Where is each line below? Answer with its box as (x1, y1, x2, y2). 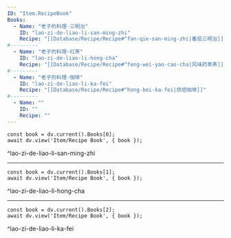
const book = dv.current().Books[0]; (7, 131, 115, 138)
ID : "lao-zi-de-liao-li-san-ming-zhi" (19, 29, 131, 36)
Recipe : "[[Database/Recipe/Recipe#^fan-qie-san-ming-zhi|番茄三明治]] (19, 36, 224, 43)
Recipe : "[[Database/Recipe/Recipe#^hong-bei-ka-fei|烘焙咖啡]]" (19, 86, 206, 93)
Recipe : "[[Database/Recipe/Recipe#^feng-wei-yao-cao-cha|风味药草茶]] (19, 61, 224, 68)
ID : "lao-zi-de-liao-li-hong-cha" (19, 55, 118, 62)
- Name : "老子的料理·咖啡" (13, 73, 84, 81)
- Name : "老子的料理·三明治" (13, 23, 89, 29)
